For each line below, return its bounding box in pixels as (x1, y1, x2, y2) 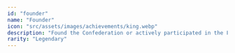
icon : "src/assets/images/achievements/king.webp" (7, 23, 158, 30)
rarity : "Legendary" (7, 36, 68, 43)
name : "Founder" (7, 17, 55, 23)
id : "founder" (7, 10, 49, 17)
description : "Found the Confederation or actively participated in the (7, 29, 224, 36)
